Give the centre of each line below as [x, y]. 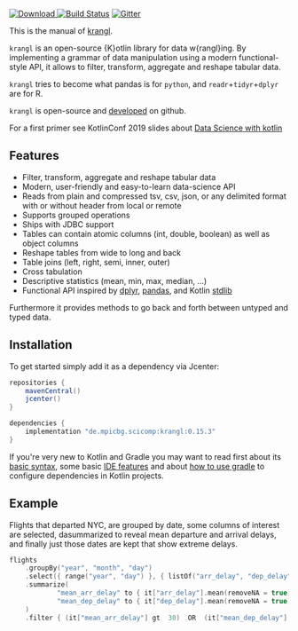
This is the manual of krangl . [61, 31]
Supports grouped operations [76, 215]
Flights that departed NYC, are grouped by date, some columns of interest [145, 525]
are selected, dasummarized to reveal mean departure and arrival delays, [143, 534]
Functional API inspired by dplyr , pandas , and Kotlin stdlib [127, 290]
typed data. [30, 317]
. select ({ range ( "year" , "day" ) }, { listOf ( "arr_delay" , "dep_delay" [158, 577]
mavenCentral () [53, 390]
